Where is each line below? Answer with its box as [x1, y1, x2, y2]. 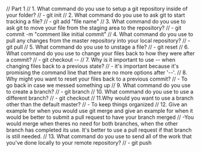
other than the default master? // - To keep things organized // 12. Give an [6, 101, 187, 108]
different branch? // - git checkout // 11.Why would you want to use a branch [6, 94, 194, 102]
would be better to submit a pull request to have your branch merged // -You [6, 114, 194, 121]
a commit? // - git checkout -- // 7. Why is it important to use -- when [6, 56, 175, 63]
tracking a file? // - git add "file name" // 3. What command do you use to [6, 18, 186, 25]
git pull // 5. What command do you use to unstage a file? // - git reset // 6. [6, 43, 190, 50]
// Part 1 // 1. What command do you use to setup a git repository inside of [6, 5, 188, 12]
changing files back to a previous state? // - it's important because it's [6, 62, 179, 70]
